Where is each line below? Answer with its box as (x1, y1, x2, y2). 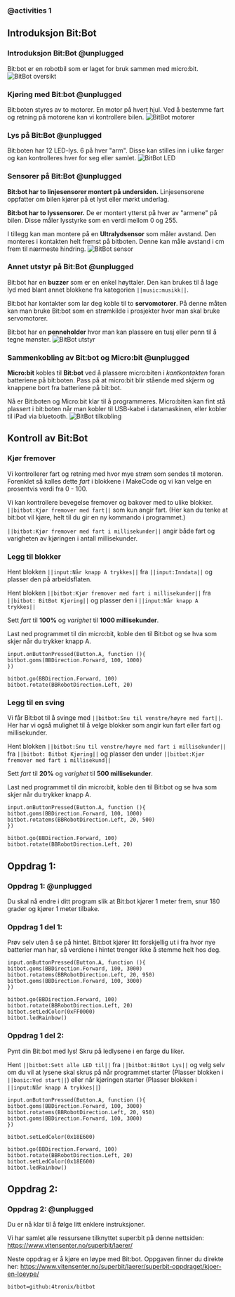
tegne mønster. (7, 335, 51, 343)
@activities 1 (7, 6, 52, 15)
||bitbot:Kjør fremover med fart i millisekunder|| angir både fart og (7, 527, 215, 535)
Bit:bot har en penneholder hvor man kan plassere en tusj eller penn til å (7, 328, 217, 336)
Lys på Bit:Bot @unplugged (7, 130, 102, 140)
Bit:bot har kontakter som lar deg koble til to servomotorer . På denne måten (7, 299, 227, 307)
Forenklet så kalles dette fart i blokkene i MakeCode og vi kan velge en (7, 477, 212, 485)
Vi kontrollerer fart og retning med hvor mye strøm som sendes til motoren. (7, 470, 224, 478)
